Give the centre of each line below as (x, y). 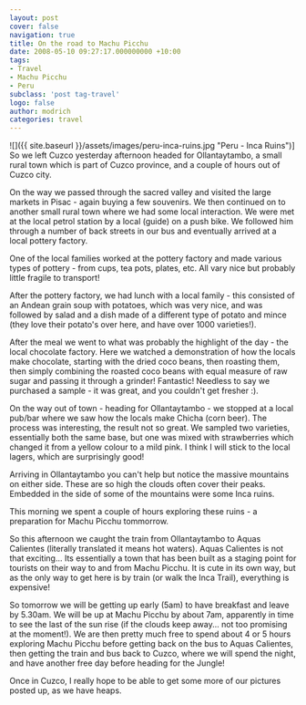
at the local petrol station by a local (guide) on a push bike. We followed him (152, 222)
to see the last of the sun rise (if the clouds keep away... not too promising (148, 625)
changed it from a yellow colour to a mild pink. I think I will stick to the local (150, 447)
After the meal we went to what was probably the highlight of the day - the (149, 342)
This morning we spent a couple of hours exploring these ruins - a (133, 512)
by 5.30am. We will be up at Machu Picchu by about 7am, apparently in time (152, 615)
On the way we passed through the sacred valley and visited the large (140, 192)
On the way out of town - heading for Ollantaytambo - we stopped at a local (152, 409)
